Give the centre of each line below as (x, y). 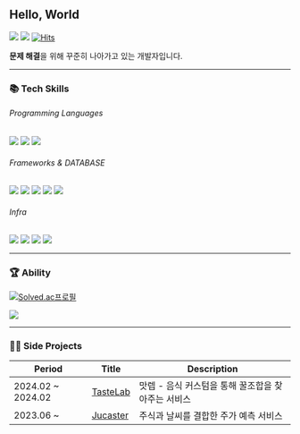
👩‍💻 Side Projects (46, 345)
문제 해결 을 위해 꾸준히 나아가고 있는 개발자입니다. (96, 55)
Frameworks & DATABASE (57, 162)
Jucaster (110, 415)
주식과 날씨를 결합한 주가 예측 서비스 (211, 415)
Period (49, 369)
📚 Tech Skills (39, 89)
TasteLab (111, 391)
